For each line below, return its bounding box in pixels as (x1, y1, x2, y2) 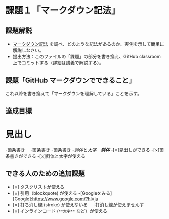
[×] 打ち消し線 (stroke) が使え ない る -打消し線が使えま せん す (12, 201, 144, 208)
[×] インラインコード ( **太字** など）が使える (12, 208, 108, 214)
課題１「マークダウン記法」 (5, 5, 120, 16)
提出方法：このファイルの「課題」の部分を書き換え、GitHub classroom (12, 54, 161, 59)
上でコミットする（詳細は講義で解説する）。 (12, 60, 104, 66)
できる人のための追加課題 (5, 169, 85, 178)
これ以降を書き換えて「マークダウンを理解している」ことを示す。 (5, 90, 142, 96)
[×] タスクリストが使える (12, 184, 65, 190)
